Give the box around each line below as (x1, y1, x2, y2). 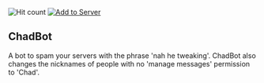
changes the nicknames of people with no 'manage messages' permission (8, 59, 251, 68)
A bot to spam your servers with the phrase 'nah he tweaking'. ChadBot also (8, 51, 257, 60)
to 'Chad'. (8, 67, 40, 77)
